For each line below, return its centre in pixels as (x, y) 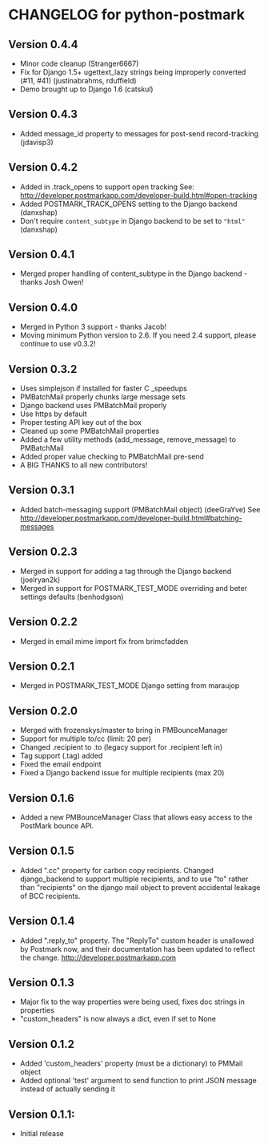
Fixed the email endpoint (60, 764)
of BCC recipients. (50, 896)
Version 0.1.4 (42, 921)
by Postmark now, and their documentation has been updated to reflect (137, 949)
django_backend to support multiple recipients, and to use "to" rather (134, 879)
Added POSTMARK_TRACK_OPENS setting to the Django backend (128, 204)
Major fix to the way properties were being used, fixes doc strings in (132, 1002)
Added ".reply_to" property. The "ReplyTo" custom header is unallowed (137, 941)
